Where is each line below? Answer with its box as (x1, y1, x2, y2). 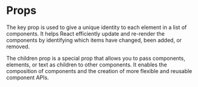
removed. (6, 43, 30, 50)
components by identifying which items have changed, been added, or (6, 36, 182, 43)
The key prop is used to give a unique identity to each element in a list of (6, 24, 187, 31)
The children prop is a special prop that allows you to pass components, (6, 54, 185, 62)
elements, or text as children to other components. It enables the (6, 61, 167, 68)
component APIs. (6, 74, 49, 81)
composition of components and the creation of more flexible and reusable (6, 67, 193, 74)
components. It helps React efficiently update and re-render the (6, 30, 165, 37)
